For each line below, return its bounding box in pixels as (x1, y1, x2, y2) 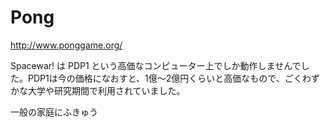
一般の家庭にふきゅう (10, 106, 98, 118)
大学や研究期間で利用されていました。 (27, 84, 186, 96)
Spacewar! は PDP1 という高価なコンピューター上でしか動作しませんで (10, 59, 302, 71)
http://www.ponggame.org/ (10, 39, 123, 51)
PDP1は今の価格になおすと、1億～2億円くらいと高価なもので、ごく (27, 72, 303, 84)
